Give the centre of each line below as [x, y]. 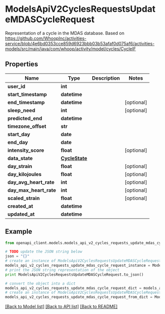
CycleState [74, 158]
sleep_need [21, 110]
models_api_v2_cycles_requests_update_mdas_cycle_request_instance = [78, 266]
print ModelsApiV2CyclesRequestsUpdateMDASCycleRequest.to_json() [74, 274]
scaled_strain [24, 198]
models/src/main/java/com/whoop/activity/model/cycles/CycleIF [70, 49]
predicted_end [25, 118]
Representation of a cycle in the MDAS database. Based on [65, 33]
